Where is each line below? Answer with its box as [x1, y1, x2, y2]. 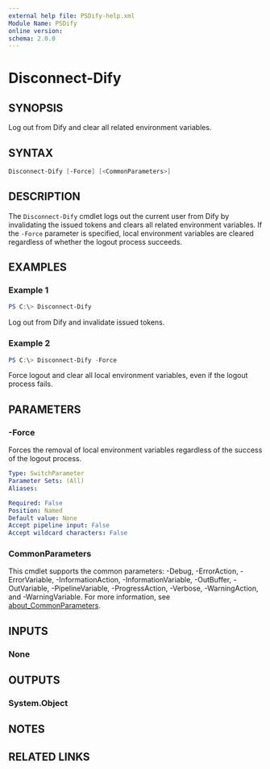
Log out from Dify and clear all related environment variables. [8, 123, 212, 132]
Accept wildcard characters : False [8, 529, 128, 537]
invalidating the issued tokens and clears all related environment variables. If [8, 220, 263, 229]
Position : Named [8, 506, 63, 515]
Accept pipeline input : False [8, 522, 110, 530]
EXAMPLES [8, 260, 67, 275]
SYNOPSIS [8, 101, 64, 115]
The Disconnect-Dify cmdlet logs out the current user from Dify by [8, 211, 230, 221]
